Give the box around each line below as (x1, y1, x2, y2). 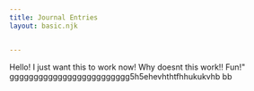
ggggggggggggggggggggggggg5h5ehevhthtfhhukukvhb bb (9, 70, 232, 81)
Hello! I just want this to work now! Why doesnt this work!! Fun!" (9, 62, 246, 72)
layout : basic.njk (9, 21, 78, 30)
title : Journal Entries (9, 12, 99, 22)
